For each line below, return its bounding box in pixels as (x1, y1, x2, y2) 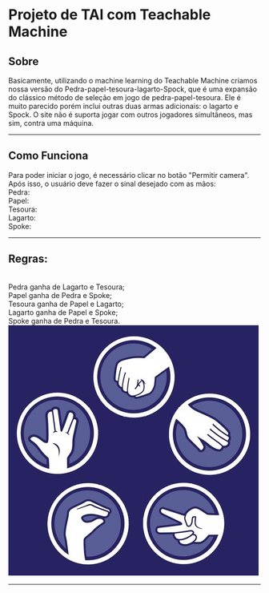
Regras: (8, 252, 48, 266)
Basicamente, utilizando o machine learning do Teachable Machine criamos (8, 76, 258, 85)
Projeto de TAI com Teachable (8, 6, 211, 24)
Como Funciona (8, 149, 89, 163)
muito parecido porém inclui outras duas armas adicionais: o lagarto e (8, 102, 239, 111)
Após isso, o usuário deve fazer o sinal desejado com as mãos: (8, 179, 216, 188)
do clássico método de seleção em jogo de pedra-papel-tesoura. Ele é (8, 93, 242, 102)
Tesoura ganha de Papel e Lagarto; (8, 299, 124, 309)
